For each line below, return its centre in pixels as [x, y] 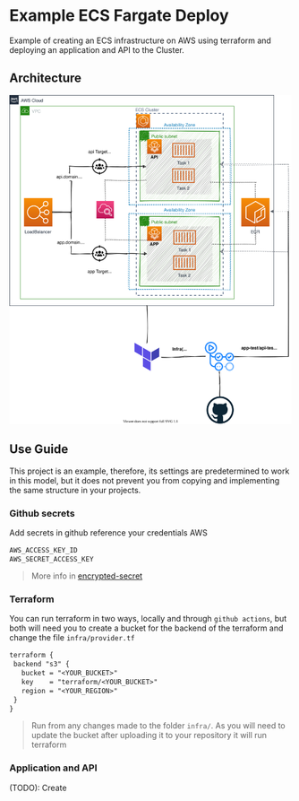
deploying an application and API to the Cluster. [97, 49]
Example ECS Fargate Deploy [120, 16]
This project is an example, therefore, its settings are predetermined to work [149, 471]
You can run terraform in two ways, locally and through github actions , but [148, 619]
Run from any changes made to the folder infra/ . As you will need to [158, 726]
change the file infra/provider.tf [72, 638]
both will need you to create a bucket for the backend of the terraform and [146, 628]
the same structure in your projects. [75, 490]
